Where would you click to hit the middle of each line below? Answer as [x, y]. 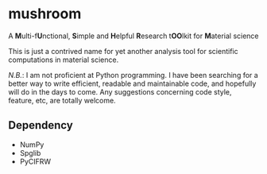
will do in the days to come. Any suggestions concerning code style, [120, 91]
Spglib [30, 153]
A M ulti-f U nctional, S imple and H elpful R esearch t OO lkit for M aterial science [133, 36]
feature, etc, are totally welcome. [62, 100]
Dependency [41, 125]
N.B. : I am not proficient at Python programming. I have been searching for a [133, 75]
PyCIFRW [35, 161]
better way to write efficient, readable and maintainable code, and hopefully [132, 83]
